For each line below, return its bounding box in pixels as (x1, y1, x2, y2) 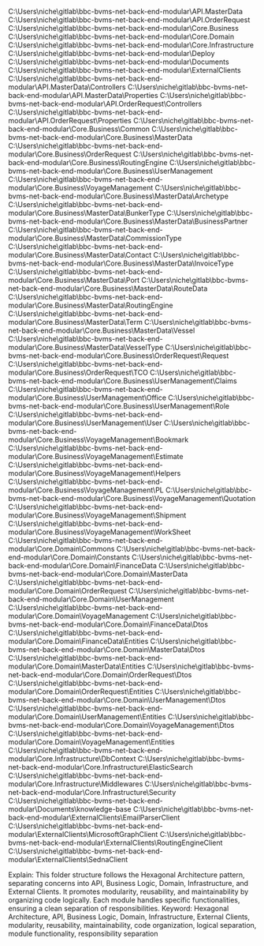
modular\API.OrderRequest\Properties (8, 116, 132, 125)
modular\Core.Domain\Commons (8, 545, 115, 553)
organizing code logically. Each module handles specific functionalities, (8, 895, 240, 904)
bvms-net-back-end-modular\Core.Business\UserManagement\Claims (8, 376, 238, 386)
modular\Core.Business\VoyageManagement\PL (8, 485, 164, 495)
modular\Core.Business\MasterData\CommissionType (8, 233, 182, 243)
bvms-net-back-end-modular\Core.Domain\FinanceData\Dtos (8, 620, 209, 629)
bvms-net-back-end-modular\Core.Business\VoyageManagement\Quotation (8, 494, 256, 503)
